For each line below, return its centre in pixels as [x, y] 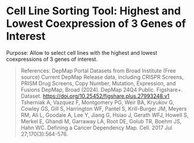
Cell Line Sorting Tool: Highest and [94, 11]
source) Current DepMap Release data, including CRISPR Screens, [102, 77]
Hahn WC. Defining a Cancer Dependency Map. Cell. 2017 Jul [96, 128]
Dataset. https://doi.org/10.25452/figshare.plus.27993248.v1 [95, 96]
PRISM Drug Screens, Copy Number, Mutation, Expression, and [98, 83]
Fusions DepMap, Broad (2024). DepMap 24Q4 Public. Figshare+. [102, 89]
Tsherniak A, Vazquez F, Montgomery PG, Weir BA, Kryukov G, [97, 102]
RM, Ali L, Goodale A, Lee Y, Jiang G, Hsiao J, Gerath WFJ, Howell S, [104, 115]
